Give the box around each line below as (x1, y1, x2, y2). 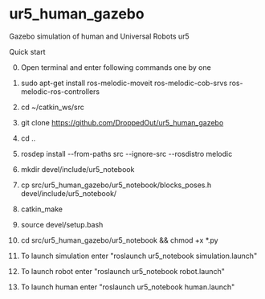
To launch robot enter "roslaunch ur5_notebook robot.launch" (20, 266, 226, 276)
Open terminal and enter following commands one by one (20, 62, 211, 72)
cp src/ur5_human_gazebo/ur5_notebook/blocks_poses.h (20, 180, 212, 190)
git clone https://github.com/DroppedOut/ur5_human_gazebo (20, 117, 224, 127)
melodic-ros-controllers (20, 86, 100, 96)
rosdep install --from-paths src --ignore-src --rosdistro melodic (20, 149, 233, 158)
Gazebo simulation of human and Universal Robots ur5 (9, 31, 190, 41)
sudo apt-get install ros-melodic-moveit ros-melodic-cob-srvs (20, 78, 228, 88)
